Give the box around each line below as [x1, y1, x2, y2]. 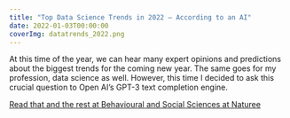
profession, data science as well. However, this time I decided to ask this [9, 73, 275, 83]
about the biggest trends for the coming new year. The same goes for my [9, 63, 277, 74]
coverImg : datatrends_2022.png [9, 29, 125, 38]
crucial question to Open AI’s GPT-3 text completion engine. [9, 82, 229, 93]
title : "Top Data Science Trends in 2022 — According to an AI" [9, 12, 252, 22]
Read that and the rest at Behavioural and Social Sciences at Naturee [9, 99, 262, 110]
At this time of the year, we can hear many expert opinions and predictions [9, 54, 282, 65]
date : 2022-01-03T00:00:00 [9, 21, 109, 30]
